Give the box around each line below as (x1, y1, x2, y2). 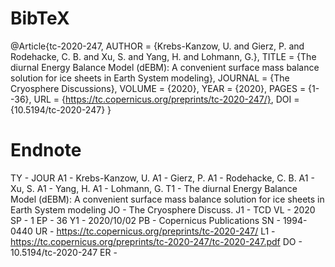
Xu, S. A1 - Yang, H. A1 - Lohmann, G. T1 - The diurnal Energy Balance (10, 182, 298, 194)
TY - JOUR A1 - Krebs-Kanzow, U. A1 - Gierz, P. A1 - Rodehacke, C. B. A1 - (10, 172, 315, 184)
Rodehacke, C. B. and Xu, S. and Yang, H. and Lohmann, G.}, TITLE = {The (10, 50, 317, 62)
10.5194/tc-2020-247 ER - (10, 246, 118, 258)
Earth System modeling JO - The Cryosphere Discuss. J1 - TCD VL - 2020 (10, 203, 316, 216)
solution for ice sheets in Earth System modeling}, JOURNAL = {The (10, 72, 290, 84)
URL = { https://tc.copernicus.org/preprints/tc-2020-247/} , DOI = (33, 93, 300, 105)
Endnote (10, 139, 82, 162)
